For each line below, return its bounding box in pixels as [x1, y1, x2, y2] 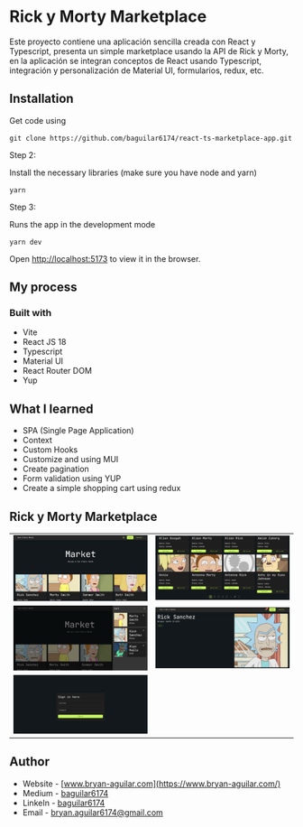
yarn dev [9, 237, 42, 246]
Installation [9, 91, 74, 107]
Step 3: [9, 201, 36, 212]
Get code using [9, 115, 67, 125]
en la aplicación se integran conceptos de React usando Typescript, [9, 55, 262, 66]
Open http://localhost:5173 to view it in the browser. [9, 253, 201, 264]
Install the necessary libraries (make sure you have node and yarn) [9, 167, 257, 178]
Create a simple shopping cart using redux [22, 483, 181, 494]
